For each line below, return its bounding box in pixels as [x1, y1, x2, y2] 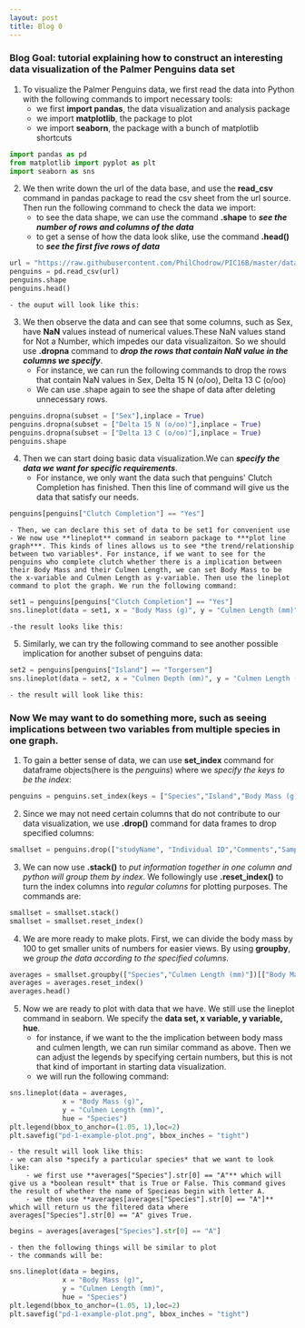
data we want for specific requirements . [22, 463, 179, 474]
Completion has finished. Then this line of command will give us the [35, 482, 290, 493]
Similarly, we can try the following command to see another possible [22, 639, 279, 649]
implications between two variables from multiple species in [9, 722, 281, 735]
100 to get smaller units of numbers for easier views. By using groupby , [22, 942, 291, 953]
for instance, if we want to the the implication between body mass [35, 1032, 283, 1043]
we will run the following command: [35, 1071, 170, 1082]
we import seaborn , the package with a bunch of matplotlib [35, 122, 259, 133]
